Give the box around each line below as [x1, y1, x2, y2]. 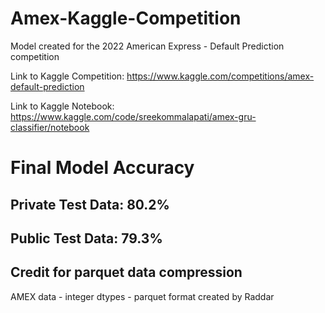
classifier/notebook [10, 121, 90, 133]
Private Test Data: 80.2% [10, 196, 170, 213]
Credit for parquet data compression [10, 264, 243, 281]
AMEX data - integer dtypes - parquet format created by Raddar [10, 290, 275, 302]
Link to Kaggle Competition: [10, 70, 125, 82]
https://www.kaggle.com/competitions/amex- [126, 70, 315, 82]
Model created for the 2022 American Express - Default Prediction [10, 40, 285, 52]
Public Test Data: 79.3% [10, 230, 163, 247]
